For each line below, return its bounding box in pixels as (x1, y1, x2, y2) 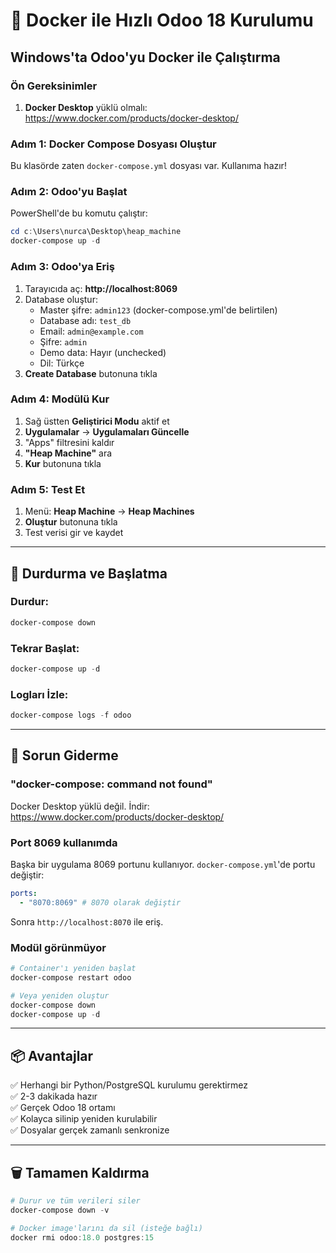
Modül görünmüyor (10, 940, 107, 954)
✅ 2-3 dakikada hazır (10, 1090, 98, 1103)
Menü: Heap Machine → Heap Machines (24, 505, 195, 518)
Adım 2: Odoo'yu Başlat (10, 185, 128, 199)
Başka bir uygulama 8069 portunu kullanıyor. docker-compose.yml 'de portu (10, 859, 316, 870)
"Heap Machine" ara (24, 447, 113, 459)
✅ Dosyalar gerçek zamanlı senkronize (10, 1124, 170, 1136)
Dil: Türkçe (39, 357, 85, 369)
